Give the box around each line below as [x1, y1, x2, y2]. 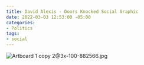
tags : [6, 31, 19, 37]
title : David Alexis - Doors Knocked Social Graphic [6, 8, 139, 15]
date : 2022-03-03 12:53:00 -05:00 [6, 14, 91, 20]
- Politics [6, 25, 33, 31]
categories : [6, 19, 35, 25]
